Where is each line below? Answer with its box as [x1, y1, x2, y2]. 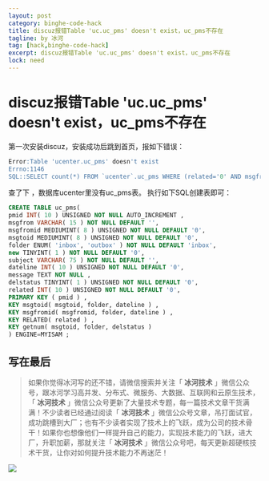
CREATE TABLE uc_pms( [8, 204, 81, 212]
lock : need [8, 57, 45, 65]
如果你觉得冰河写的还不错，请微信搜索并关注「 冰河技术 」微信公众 [27, 378, 250, 387]
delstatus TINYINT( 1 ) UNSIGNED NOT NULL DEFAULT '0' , [8, 278, 199, 287]
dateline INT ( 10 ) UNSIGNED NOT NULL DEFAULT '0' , [8, 264, 184, 272]
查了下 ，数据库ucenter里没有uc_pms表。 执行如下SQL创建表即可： [8, 188, 232, 197]
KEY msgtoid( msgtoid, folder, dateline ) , [8, 301, 159, 309]
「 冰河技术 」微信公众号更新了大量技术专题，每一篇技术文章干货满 [27, 398, 250, 407]
